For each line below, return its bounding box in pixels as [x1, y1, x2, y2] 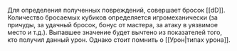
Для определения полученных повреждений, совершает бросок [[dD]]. [7, 6, 226, 14]
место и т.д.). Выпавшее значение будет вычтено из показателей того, [7, 28, 223, 36]
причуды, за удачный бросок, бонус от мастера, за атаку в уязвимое [7, 21, 218, 29]
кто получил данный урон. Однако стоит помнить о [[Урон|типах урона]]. [7, 36, 231, 44]
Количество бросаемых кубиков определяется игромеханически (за [7, 13, 218, 22]
